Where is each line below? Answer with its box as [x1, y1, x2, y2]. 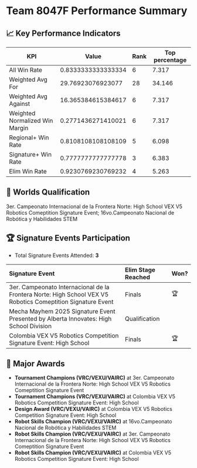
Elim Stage [125, 266, 155, 274]
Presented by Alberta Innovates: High [9, 315, 112, 323]
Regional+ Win [9, 133, 49, 142]
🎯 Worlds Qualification [6, 187, 90, 198]
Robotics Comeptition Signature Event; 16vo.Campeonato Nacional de [6, 209, 175, 216]
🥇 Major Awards [6, 359, 65, 369]
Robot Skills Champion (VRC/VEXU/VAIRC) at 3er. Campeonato [14, 430, 171, 437]
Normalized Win [9, 116, 53, 125]
